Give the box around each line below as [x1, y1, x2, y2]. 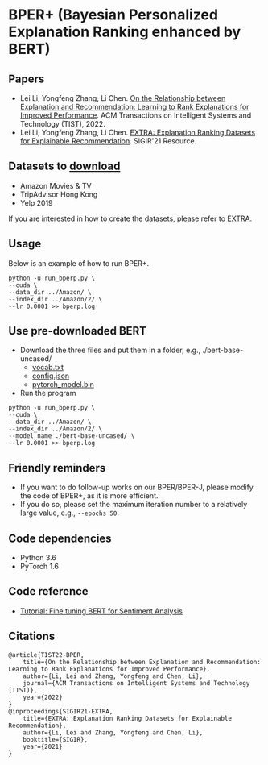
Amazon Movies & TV [19, 181, 92, 190]
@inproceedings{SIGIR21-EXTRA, [8, 707, 113, 715]
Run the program [19, 389, 76, 398]
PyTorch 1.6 [19, 562, 59, 572]
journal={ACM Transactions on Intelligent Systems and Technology [23, 679, 250, 687]
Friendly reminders [8, 461, 106, 475]
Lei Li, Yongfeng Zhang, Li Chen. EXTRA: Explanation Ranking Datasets [19, 127, 256, 137]
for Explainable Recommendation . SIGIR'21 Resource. [19, 136, 197, 146]
